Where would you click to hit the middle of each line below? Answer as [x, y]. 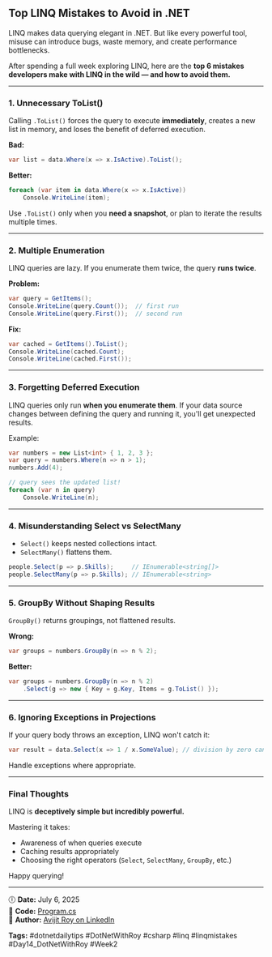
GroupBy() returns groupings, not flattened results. [92, 621]
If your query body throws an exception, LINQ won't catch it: [109, 735]
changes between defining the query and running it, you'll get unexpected [132, 413]
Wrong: [21, 636]
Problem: [24, 284]
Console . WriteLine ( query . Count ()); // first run [94, 306]
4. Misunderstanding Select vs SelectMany [95, 526]
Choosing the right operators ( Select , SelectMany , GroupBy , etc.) [126, 860]
